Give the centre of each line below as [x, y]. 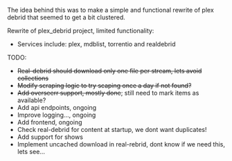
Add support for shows [50, 137]
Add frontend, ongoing [50, 122]
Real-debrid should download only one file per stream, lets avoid [109, 71]
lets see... [31, 152]
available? [32, 100]
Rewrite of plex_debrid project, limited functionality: [81, 31]
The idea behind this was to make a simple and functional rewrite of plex [111, 10]
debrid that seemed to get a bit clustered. [66, 17]
